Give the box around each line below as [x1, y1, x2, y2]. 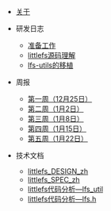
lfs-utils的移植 [27, 60, 74, 70]
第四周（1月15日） [27, 124, 87, 133]
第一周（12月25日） [27, 94, 93, 103]
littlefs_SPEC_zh [27, 175, 81, 184]
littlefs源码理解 [27, 51, 76, 59]
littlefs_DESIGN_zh [27, 167, 89, 176]
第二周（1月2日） [27, 104, 84, 113]
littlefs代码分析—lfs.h [27, 194, 97, 204]
